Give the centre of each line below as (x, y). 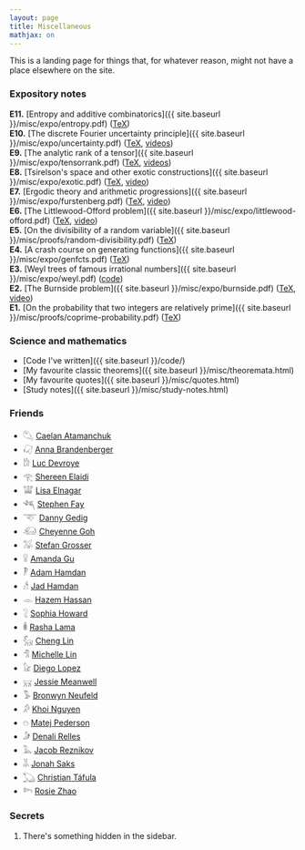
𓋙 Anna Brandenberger (68, 450)
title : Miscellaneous (51, 26)
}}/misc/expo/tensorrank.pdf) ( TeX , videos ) (91, 162)
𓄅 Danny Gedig (55, 518)
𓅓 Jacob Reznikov (58, 750)
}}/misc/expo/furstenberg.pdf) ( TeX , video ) (90, 200)
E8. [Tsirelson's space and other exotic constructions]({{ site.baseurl (139, 172)
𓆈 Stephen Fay (53, 504)
